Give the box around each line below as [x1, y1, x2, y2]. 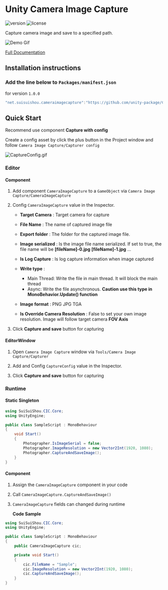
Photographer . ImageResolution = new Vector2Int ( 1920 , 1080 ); [23, 446, 153, 451]
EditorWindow [5, 338, 36, 344]
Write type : [19, 266, 45, 272]
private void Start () [14, 552, 59, 557]
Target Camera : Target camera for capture [19, 212, 109, 218]
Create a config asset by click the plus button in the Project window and [5, 137, 153, 143]
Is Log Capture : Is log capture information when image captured [19, 256, 154, 262]
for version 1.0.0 [5, 90, 40, 96]
